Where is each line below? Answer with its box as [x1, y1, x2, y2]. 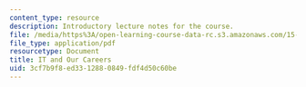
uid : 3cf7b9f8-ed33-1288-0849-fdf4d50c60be [9, 64, 178, 73]
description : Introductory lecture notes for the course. [9, 22, 234, 31]
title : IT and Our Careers [9, 55, 112, 64]
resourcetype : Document [9, 47, 100, 56]
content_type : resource [9, 13, 100, 23]
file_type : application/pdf [9, 38, 117, 48]
